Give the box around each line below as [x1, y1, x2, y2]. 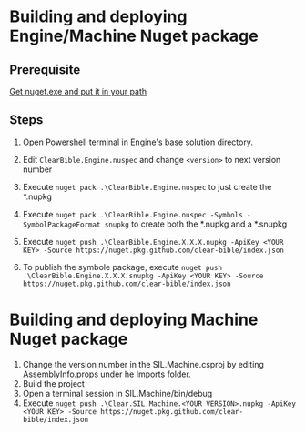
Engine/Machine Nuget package [9, 25, 259, 46]
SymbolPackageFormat [22, 220, 101, 229]
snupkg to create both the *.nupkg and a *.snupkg [104, 218, 288, 229]
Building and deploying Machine [9, 309, 259, 329]
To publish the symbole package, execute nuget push [22, 261, 223, 272]
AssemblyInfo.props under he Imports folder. [22, 368, 191, 379]
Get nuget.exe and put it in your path [9, 86, 147, 96]
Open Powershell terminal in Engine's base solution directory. [22, 136, 253, 147]
